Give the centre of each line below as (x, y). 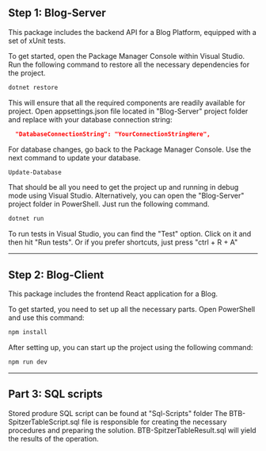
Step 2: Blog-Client (56, 274)
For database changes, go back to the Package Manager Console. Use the (130, 149)
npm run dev (28, 362)
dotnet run (26, 219)
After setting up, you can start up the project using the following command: (131, 347)
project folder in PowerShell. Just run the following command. (109, 204)
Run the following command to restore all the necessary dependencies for (129, 64)
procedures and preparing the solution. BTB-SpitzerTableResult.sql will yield (132, 430)
